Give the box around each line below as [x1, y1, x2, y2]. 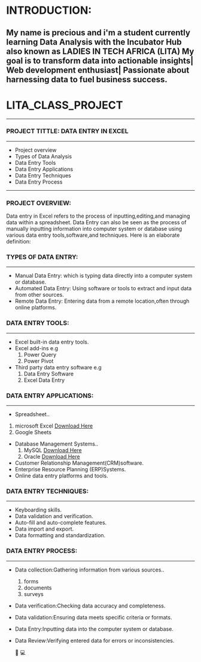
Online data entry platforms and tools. [14, 472, 109, 479]
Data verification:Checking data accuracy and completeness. [14, 602, 166, 609]
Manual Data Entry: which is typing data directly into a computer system [14, 272, 193, 279]
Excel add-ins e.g [14, 344, 59, 351]
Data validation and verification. [14, 513, 94, 520]
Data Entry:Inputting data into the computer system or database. [14, 625, 173, 633]
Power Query [23, 351, 57, 358]
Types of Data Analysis [14, 152, 72, 160]
